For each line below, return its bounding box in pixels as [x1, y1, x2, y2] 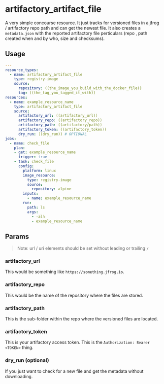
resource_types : [5, 68, 38, 72]
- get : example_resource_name [14, 150, 76, 155]
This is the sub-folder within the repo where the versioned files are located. [5, 316, 158, 322]
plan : [14, 145, 26, 150]
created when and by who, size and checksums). [5, 35, 105, 41]
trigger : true [18, 154, 48, 160]
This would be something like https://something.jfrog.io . [5, 269, 125, 275]
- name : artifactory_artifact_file [9, 72, 83, 77]
